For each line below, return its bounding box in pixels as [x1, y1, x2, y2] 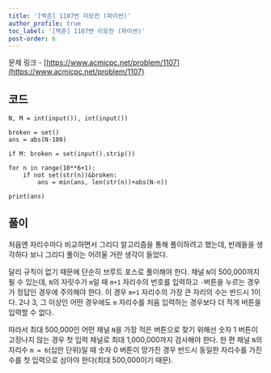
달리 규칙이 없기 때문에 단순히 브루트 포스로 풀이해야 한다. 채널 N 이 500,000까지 [8, 267, 260, 277]
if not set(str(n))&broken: [23, 171, 117, 179]
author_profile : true [8, 19, 82, 28]
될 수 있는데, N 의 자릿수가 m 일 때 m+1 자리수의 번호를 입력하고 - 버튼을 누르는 [8, 277, 245, 286]
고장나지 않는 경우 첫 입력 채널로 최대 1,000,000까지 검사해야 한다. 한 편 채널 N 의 [8, 334, 263, 345]
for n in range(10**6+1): [8, 164, 95, 173]
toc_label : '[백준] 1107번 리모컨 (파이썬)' [8, 27, 146, 35]
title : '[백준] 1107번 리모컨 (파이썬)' [8, 11, 131, 20]
